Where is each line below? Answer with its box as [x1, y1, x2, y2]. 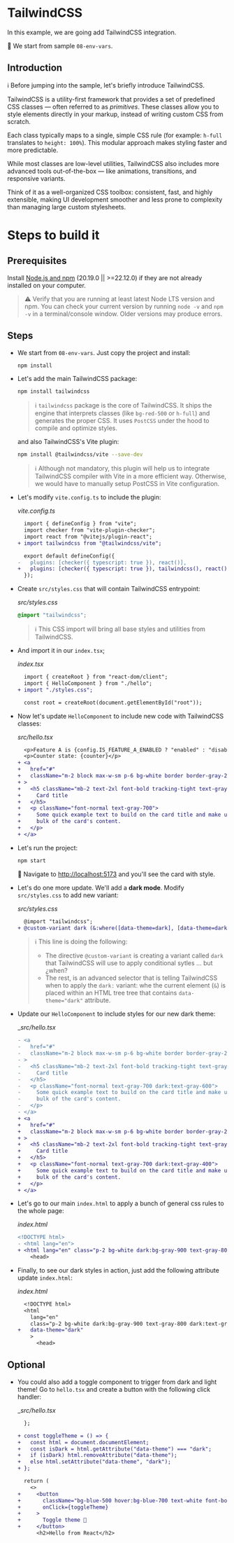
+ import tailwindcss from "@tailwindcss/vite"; [17, 539, 162, 547]
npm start [17, 857, 47, 864]
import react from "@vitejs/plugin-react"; [24, 533, 152, 540]
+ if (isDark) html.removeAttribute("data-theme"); [17, 1452, 177, 1459]
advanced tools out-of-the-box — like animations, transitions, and [7, 167, 197, 175]
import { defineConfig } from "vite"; [24, 520, 137, 527]
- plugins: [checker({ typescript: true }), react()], [17, 559, 187, 566]
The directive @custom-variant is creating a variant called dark [45, 951, 224, 960]
